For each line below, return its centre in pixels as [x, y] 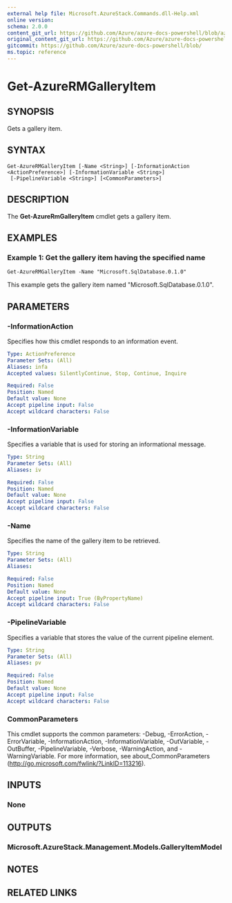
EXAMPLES [32, 238]
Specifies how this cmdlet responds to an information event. [93, 341]
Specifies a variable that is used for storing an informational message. [107, 444]
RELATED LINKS [42, 893]
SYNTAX [27, 150]
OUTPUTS [29, 827]
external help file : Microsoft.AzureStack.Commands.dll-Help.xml [103, 13]
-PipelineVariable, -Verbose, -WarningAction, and [108, 749]
